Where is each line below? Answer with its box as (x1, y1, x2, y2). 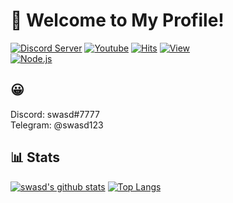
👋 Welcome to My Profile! (10, 9, 225, 32)
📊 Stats (10, 149, 61, 166)
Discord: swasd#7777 (10, 108, 100, 120)
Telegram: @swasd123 (10, 119, 104, 131)
